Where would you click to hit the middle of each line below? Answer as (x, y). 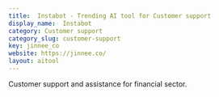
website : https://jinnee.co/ (57, 53)
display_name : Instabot (50, 23)
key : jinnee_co (34, 46)
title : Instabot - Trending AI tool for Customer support (110, 16)
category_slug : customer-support (65, 38)
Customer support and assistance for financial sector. (98, 84)
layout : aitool (34, 61)
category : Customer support (56, 31)
